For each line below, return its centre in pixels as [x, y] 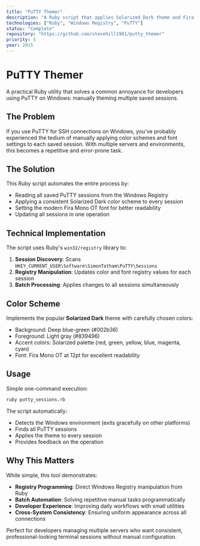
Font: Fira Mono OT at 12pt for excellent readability [77, 355]
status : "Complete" [31, 28]
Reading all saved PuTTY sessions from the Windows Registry [92, 195]
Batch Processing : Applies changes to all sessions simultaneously [97, 285]
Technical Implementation [56, 233]
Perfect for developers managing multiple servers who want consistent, [94, 530]
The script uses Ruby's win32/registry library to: [66, 248]
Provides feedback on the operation [59, 442]
